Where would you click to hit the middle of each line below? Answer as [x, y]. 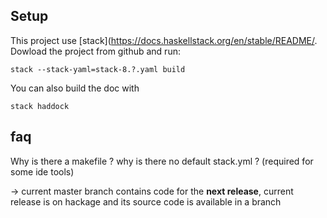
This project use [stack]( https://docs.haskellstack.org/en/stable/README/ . [164, 40]
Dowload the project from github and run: [95, 51]
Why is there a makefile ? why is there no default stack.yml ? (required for [162, 161]
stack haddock [40, 106]
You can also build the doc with [75, 88]
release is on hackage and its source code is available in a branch [146, 201]
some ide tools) [42, 171]
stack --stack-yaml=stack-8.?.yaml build [98, 69]
